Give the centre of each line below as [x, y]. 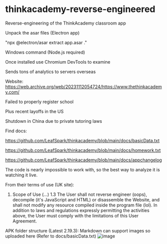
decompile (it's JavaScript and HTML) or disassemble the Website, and [86, 199]
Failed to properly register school [39, 102]
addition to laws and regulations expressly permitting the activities [81, 210]
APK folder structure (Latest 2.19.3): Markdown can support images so [78, 230]
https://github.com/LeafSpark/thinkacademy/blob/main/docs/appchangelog [83, 160]
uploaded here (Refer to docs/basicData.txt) [51, 236]
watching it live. [21, 175]
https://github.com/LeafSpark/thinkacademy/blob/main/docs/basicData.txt [82, 140]
